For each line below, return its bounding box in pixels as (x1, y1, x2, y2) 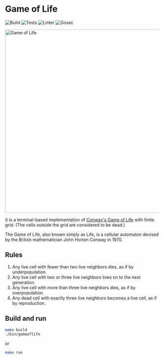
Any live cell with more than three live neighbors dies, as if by (12, 285, 136, 291)
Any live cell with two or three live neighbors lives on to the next (12, 274, 141, 280)
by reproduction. (12, 300, 46, 306)
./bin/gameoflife (5, 332, 41, 337)
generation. (12, 279, 36, 285)
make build (5, 327, 27, 332)
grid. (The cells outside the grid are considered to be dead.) (5, 222, 125, 228)
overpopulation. (12, 290, 44, 295)
